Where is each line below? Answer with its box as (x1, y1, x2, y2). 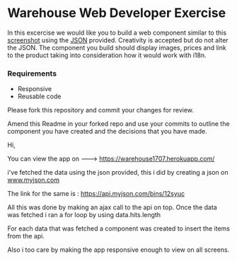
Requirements (7, 69, 57, 79)
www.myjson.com (7, 175, 60, 185)
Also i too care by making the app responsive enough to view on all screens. (7, 245, 230, 254)
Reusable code (17, 92, 62, 100)
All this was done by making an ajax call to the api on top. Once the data (7, 203, 217, 211)
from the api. (7, 232, 45, 240)
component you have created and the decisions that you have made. (7, 127, 207, 136)
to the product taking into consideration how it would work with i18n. (7, 51, 207, 59)
